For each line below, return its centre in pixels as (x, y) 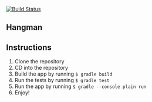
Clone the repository (39, 62)
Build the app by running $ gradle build (63, 74)
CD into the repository (41, 68)
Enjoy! (22, 93)
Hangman (24, 27)
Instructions (29, 47)
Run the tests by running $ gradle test (62, 80)
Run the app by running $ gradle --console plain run (80, 86)
